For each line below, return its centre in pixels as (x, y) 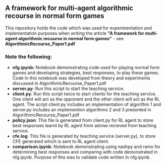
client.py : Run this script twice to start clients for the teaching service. (84, 94)
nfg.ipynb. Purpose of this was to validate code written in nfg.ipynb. (82, 157)
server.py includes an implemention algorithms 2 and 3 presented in (82, 110)
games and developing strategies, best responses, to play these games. (86, 73)
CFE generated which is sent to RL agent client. (61, 142)
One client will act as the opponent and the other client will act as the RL (86, 99)
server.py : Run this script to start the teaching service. (68, 88)
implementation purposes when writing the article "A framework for (75, 33)
